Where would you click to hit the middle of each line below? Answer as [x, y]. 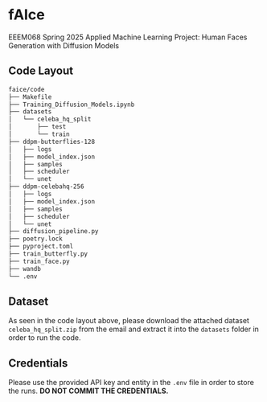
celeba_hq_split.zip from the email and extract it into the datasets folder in [134, 329]
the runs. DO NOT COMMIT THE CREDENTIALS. [88, 391]
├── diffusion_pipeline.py [53, 232]
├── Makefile [30, 97]
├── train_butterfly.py [48, 254]
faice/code [27, 89]
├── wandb [25, 269]
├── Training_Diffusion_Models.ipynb [72, 105]
